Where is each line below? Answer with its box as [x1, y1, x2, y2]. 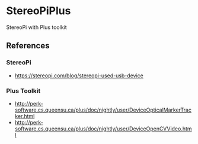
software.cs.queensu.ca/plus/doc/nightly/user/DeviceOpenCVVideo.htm [14, 125, 192, 132]
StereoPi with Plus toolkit [6, 24, 67, 31]
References [6, 41, 50, 51]
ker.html [14, 112, 35, 119]
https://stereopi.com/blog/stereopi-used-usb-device [14, 72, 143, 79]
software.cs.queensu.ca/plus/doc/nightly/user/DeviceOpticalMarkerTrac [14, 106, 191, 113]
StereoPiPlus [6, 4, 71, 18]
